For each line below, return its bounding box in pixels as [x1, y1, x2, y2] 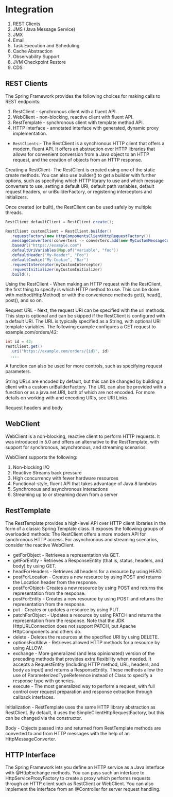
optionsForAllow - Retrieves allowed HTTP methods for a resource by [12, 639, 160, 645]
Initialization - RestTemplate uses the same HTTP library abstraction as [5, 704, 156, 710]
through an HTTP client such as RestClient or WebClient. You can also [5, 781, 154, 787]
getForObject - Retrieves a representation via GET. [12, 552, 120, 558]
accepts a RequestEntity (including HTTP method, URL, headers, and [12, 661, 160, 667]
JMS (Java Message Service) [12, 26, 76, 32]
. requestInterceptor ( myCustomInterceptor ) [10, 262, 102, 267]
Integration [5, 4, 54, 15]
